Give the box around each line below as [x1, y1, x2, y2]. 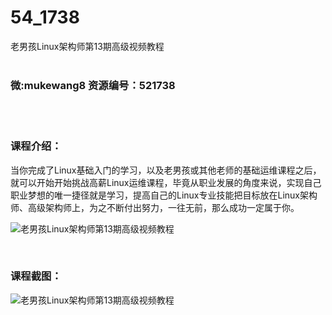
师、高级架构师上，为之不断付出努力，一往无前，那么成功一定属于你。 [10, 201, 300, 213]
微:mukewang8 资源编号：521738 [10, 78, 176, 92]
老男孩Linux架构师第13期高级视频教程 [10, 40, 165, 52]
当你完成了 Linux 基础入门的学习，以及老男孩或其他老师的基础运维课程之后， [10, 164, 322, 176]
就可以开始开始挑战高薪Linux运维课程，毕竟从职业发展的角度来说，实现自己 [10, 176, 322, 188]
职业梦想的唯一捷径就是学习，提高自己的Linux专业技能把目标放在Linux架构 [10, 189, 318, 201]
